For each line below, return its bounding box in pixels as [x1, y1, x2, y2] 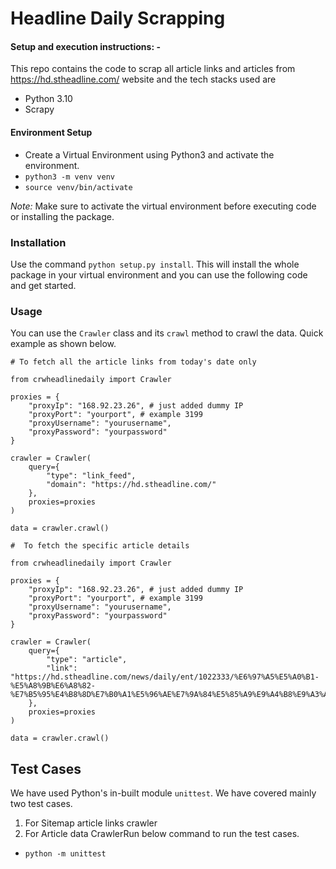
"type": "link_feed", [46, 471, 137, 481]
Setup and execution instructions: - [10, 40, 161, 52]
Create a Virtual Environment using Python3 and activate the [24, 148, 275, 161]
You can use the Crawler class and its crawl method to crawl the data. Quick [10, 327, 324, 339]
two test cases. [10, 798, 73, 809]
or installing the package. [10, 210, 115, 222]
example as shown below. [10, 338, 117, 350]
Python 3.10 [24, 93, 73, 105]
